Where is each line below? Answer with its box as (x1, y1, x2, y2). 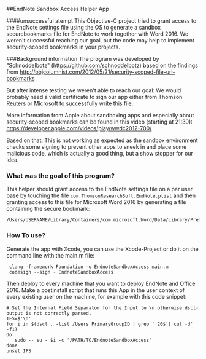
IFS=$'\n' (6, 315, 32, 322)
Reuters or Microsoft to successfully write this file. (6, 100, 134, 107)
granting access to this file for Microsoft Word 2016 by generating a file (6, 199, 186, 206)
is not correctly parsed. (25, 310, 92, 316)
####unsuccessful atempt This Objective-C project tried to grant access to (6, 17, 197, 24)
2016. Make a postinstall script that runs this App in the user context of (6, 286, 185, 294)
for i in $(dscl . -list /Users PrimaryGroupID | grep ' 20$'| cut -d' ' (6, 321, 199, 327)
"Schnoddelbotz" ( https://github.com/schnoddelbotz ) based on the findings (6, 61, 198, 69)
